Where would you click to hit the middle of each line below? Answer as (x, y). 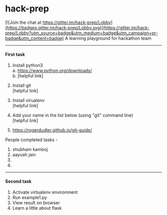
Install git (22, 85)
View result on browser (36, 203)
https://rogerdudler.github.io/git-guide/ (52, 130)
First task (15, 54)
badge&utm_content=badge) (35, 38)
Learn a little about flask (37, 208)
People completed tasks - (32, 140)
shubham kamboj (30, 149)
